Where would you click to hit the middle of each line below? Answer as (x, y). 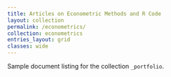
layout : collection (36, 20)
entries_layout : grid (39, 40)
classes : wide (28, 46)
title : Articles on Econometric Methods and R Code (84, 14)
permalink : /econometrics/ (47, 27)
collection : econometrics (45, 33)
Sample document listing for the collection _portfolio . (86, 66)
